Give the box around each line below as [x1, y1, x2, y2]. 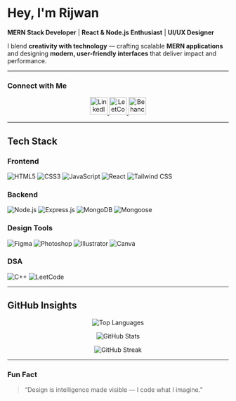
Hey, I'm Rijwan [7, 5, 100, 21]
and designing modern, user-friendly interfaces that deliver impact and [7, 49, 216, 58]
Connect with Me [7, 81, 67, 91]
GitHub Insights [7, 300, 77, 312]
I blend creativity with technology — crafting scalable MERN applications [7, 41, 223, 50]
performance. [7, 56, 47, 65]
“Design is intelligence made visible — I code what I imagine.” [24, 385, 203, 394]
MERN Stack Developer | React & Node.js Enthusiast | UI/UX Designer [7, 28, 214, 37]
